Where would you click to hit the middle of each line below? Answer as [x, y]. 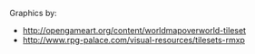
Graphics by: [33, 13]
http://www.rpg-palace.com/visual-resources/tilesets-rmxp [133, 40]
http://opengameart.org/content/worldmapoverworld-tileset [134, 30]
